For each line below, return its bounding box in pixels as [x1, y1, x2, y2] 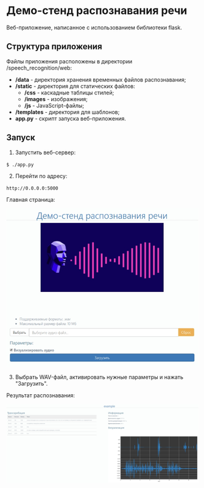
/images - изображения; [24, 95, 88, 102]
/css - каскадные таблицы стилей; [24, 89, 114, 96]
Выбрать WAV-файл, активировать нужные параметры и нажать [15, 373, 184, 381]
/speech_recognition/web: [6, 64, 72, 71]
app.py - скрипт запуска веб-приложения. [15, 115, 127, 122]
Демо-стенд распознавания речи [6, 4, 188, 18]
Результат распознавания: [6, 392, 75, 399]
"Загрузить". [15, 380, 48, 387]
